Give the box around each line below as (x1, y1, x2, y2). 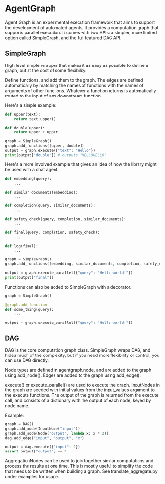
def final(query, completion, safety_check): (5, 230, 100, 235)
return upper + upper (14, 130, 58, 135)
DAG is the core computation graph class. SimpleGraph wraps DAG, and (5, 347, 151, 353)
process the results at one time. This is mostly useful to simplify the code (5, 463, 153, 469)
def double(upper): (5, 125, 45, 130)
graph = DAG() (5, 421, 34, 426)
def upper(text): (5, 112, 41, 117)
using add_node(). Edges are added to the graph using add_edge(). (5, 372, 141, 378)
